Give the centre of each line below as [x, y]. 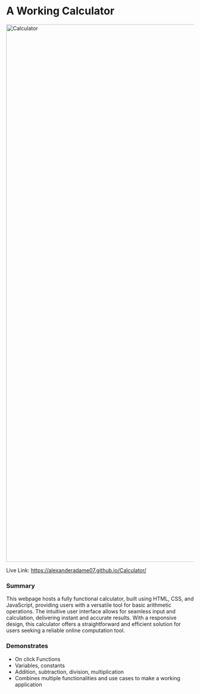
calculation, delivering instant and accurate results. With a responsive [91, 618]
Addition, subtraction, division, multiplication [69, 672]
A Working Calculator [60, 11]
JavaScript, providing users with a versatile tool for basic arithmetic [89, 605]
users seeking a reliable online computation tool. [65, 631]
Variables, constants [40, 665]
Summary [21, 585]
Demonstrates [27, 646]
